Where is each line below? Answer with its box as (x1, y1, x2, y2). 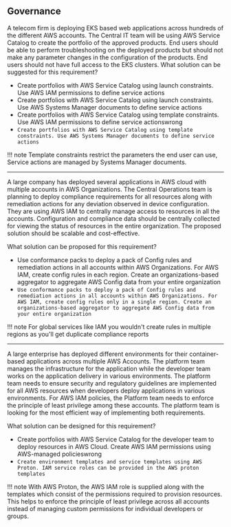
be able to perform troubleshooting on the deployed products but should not (7, 46, 223, 54)
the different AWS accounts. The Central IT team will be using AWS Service (7, 31, 221, 39)
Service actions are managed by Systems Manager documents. (7, 158, 187, 166)
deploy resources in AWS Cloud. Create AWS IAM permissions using (16, 442, 211, 450)
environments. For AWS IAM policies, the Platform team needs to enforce (7, 393, 214, 402)
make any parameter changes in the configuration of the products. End (7, 53, 208, 61)
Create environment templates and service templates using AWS (16, 458, 203, 465)
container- (188, 350, 219, 358)
